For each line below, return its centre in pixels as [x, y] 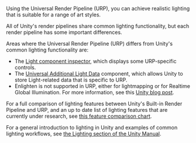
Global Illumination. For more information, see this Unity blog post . [94, 92]
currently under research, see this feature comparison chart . [79, 116]
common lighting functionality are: [47, 50]
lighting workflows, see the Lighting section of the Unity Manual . [84, 134]
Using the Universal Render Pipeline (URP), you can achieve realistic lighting [98, 8]
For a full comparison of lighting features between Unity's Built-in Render [94, 104]
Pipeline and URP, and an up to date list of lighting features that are [87, 110]
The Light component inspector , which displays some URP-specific [95, 61]
